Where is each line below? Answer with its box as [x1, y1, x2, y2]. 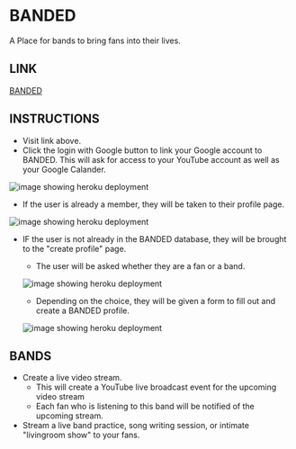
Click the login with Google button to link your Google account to [22, 145, 263, 156]
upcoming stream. [35, 410, 103, 421]
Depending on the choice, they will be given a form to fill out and [35, 295, 276, 306]
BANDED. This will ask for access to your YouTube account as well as [22, 154, 281, 165]
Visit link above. [22, 135, 82, 146]
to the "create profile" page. [22, 243, 127, 254]
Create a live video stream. [22, 373, 122, 383]
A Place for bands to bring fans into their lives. [9, 35, 182, 46]
